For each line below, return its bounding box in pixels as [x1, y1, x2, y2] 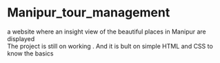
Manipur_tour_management [7, 5, 170, 21]
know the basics [7, 49, 54, 58]
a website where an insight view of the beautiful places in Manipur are [7, 27, 206, 36]
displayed [7, 34, 35, 42]
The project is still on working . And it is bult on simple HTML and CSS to [7, 42, 214, 50]
